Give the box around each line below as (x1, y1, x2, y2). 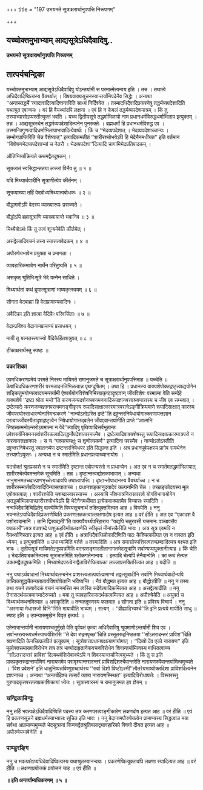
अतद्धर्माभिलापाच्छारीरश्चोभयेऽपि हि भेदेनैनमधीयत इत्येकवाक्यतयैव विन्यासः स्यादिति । (6, 497, 164, 504)
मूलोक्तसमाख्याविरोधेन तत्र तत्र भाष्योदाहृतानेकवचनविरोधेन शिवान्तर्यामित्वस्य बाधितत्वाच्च (6, 644, 171, 652)
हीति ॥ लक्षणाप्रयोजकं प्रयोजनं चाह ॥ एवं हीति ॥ (6, 765, 96, 772)
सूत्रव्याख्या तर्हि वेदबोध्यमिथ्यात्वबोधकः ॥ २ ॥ (6, 189, 91, 196)
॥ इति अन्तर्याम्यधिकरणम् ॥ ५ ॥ (6, 777, 67, 784)
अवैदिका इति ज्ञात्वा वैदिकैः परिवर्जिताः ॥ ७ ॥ (6, 310, 90, 317)
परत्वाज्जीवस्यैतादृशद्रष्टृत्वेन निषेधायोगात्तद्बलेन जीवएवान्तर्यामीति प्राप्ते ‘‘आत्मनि (6, 416, 153, 424)
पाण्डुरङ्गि (6, 744, 29, 752)
